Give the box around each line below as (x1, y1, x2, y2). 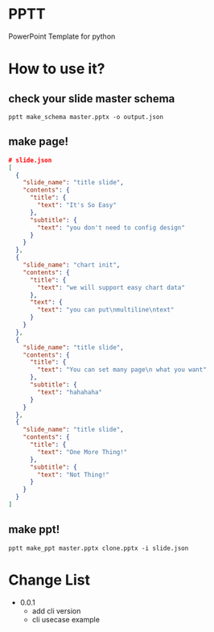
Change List (8, 571, 91, 589)
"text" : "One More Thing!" (37, 448, 128, 456)
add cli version (31, 605, 81, 616)
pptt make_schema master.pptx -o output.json (8, 113, 163, 121)
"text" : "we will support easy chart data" (37, 283, 185, 291)
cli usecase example (31, 614, 101, 624)
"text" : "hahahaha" (37, 388, 103, 396)
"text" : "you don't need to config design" (37, 223, 185, 232)
